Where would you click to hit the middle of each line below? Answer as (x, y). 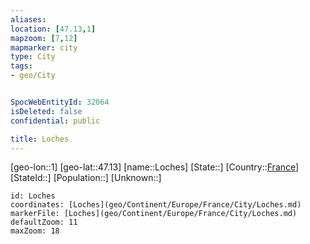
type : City (33, 57)
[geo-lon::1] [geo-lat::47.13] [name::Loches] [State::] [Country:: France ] (155, 167)
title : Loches (40, 139)
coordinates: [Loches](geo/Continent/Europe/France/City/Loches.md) (156, 205)
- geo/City (33, 76)
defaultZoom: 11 (44, 222)
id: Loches (33, 196)
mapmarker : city (44, 47)
